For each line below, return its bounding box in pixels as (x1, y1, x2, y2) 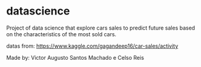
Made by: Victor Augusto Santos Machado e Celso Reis (6, 54, 144, 61)
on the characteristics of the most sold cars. (6, 30, 117, 37)
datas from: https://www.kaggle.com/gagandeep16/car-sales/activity (6, 42, 179, 49)
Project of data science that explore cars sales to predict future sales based (6, 24, 196, 31)
